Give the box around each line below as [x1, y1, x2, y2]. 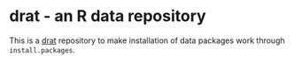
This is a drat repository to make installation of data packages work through [9, 35, 285, 46]
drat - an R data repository [9, 6, 206, 26]
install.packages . [9, 44, 75, 54]
